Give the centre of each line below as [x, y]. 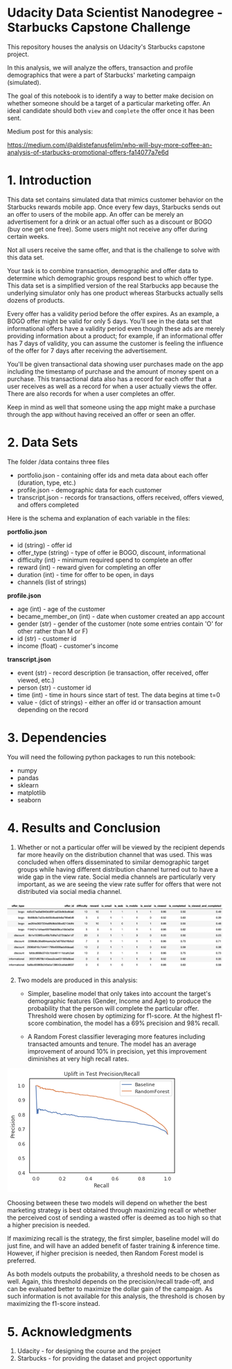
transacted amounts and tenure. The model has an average [112, 1044]
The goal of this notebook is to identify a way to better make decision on [110, 96]
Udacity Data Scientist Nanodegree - [115, 13]
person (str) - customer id [54, 687]
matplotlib [32, 793]
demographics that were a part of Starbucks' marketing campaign [101, 75]
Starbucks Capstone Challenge [99, 27]
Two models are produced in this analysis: [77, 980]
